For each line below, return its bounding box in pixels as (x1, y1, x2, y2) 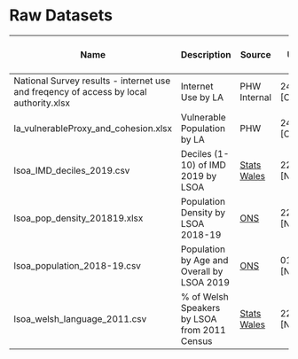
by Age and (180, 254, 229, 266)
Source (239, 48, 271, 60)
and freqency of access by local (13, 85, 148, 98)
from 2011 (180, 324, 226, 336)
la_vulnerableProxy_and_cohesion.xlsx (13, 121, 173, 134)
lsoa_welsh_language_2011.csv (13, 312, 147, 324)
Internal (239, 90, 272, 103)
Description (180, 48, 231, 60)
